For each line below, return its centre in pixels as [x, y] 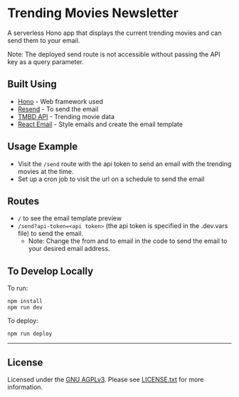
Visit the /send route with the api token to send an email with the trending [124, 164]
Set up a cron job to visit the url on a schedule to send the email [111, 179]
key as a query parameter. [46, 61]
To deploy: [23, 321]
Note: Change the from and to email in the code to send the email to [128, 241]
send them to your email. [44, 40]
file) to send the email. [50, 234]
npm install [25, 301]
